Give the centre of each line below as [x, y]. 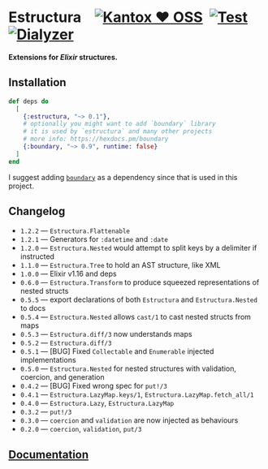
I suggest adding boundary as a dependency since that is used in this [123, 177]
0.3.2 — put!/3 [46, 412]
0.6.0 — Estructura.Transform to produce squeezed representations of [140, 282]
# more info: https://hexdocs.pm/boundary [96, 139]
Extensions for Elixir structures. [63, 57]
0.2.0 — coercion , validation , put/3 [81, 429]
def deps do [28, 101]
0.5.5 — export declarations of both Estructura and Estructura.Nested [139, 299]
